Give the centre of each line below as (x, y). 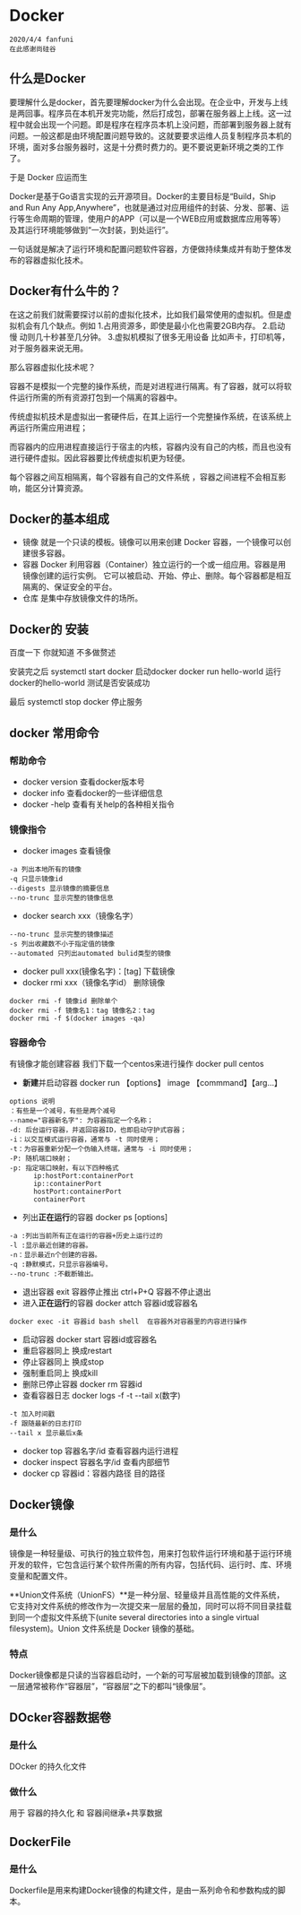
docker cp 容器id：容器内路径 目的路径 (94, 1473)
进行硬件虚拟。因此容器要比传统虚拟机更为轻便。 (99, 457)
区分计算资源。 (60, 488)
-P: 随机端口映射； (41, 1159)
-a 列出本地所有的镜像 (46, 870)
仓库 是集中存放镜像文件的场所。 (82, 598)
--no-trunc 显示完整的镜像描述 (61, 935)
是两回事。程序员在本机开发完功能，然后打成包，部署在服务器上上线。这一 (146, 113)
